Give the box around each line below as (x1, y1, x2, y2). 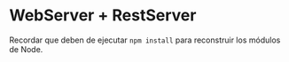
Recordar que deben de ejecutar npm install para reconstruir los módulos (9, 35, 281, 45)
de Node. (9, 43, 43, 54)
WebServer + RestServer (9, 5, 197, 26)
